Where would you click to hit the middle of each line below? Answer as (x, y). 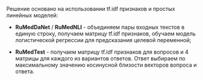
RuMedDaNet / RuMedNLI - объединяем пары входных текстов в (100, 27)
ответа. (25, 71)
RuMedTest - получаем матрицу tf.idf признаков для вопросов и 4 (102, 52)
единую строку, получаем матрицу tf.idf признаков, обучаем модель (105, 34)
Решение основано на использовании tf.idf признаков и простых (91, 9)
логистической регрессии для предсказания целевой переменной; (103, 40)
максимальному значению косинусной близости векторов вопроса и (106, 65)
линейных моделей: (32, 15)
